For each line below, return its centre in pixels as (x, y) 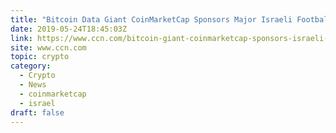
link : (21, 38)
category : (31, 66)
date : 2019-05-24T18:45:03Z (69, 29)
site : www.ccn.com (48, 47)
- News (33, 85)
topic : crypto (40, 57)
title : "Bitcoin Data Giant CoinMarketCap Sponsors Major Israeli (151, 19)
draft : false (37, 112)
